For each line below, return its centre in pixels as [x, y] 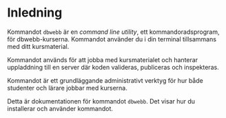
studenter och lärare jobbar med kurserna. [67, 88]
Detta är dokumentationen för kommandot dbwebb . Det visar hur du [101, 101]
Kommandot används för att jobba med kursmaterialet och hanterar [103, 59]
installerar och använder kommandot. [60, 108]
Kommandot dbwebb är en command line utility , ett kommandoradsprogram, [113, 32]
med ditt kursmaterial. [38, 46]
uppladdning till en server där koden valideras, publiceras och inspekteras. [113, 67]
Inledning [35, 13]
